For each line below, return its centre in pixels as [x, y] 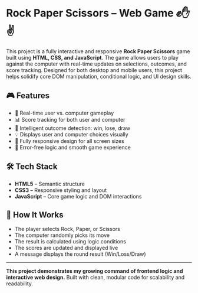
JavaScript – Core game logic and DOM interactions [78, 196]
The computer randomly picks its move [62, 235]
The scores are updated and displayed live [66, 248]
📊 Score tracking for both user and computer [70, 119]
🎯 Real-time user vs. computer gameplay [64, 113]
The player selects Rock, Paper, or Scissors [67, 229]
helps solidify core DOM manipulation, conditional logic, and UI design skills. [99, 76]
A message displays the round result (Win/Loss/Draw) [80, 254]
